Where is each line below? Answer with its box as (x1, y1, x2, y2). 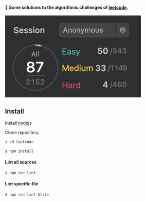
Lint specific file (5, 180, 38, 186)
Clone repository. (5, 130, 40, 135)
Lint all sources (5, 159, 36, 165)
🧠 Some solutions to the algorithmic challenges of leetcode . (5, 4, 128, 10)
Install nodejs (5, 120, 32, 126)
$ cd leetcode (5, 140, 34, 145)
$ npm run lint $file (5, 192, 49, 197)
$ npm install (5, 149, 34, 154)
